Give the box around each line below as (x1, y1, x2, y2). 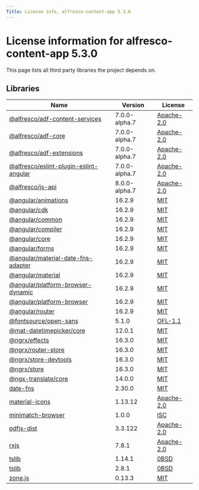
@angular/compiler (9, 225, 62, 233)
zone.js (9, 474, 30, 482)
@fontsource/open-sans (9, 317, 79, 325)
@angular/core (9, 235, 51, 243)
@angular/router (9, 308, 55, 316)
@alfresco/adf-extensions (9, 149, 84, 157)
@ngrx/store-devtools (9, 356, 72, 364)
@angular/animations (9, 196, 69, 204)
